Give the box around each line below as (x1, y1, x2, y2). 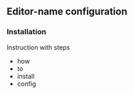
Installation (6, 27, 47, 37)
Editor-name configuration (6, 6, 128, 18)
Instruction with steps (6, 43, 71, 52)
